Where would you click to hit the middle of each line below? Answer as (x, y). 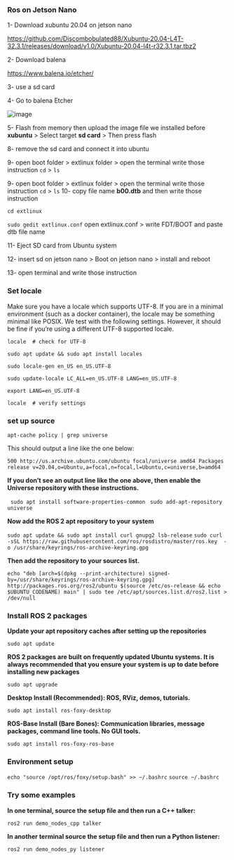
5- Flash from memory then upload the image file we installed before (106, 128)
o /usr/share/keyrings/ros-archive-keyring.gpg (78, 547)
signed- (159, 573)
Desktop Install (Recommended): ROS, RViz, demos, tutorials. (99, 698)
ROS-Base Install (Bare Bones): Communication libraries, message (106, 724)
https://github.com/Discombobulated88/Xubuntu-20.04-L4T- (96, 39)
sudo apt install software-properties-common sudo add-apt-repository (116, 502)
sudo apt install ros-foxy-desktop (59, 711)
